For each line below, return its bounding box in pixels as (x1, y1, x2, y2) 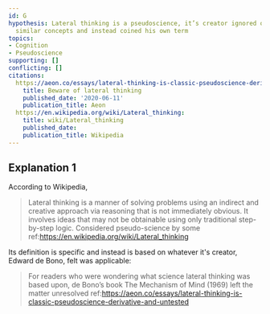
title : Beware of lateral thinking (22, 86, 142, 95)
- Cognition (8, 42, 48, 50)
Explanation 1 (8, 161, 76, 175)
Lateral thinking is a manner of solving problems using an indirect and (27, 198, 260, 207)
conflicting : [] (8, 64, 63, 72)
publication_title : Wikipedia (22, 131, 125, 139)
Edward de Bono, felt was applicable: (8, 256, 132, 266)
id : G (8, 11, 27, 20)
